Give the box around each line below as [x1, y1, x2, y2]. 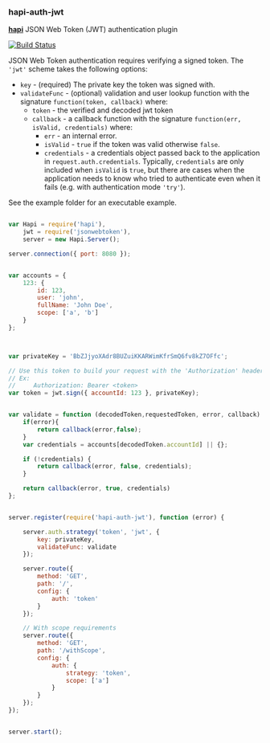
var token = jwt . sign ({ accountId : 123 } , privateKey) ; [8, 389, 199, 398]
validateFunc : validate [37, 543, 117, 551]
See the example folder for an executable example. [8, 198, 177, 207]
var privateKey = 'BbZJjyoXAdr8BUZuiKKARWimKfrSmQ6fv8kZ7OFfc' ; [8, 352, 228, 360]
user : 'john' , [37, 294, 84, 302]
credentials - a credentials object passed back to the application [43, 148, 260, 158]
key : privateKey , [37, 535, 95, 544]
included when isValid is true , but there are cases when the [43, 165, 245, 175]
